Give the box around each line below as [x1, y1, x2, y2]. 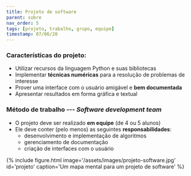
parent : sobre [6, 14, 42, 20]
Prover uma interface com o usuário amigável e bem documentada [14, 84, 183, 91]
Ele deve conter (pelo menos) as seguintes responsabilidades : [14, 125, 172, 133]
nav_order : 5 [6, 20, 39, 26]
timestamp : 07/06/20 [6, 31, 58, 37]
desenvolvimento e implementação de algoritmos [23, 132, 146, 139]
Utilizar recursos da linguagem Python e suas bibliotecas [14, 64, 157, 72]
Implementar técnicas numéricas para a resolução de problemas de [14, 71, 185, 78]
